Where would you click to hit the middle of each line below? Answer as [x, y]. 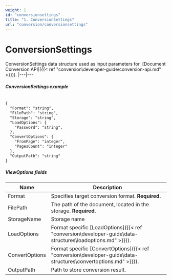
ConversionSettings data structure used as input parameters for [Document [85, 64]
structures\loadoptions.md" [84, 240]
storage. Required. [73, 211]
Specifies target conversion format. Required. [106, 196]
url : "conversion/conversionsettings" [47, 24]
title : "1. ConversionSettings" [40, 19]
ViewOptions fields [26, 172]
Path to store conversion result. [89, 270]
